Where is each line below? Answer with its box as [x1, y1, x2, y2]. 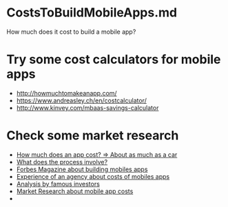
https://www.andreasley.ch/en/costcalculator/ [16, 96, 147, 105]
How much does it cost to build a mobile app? [6, 28, 136, 36]
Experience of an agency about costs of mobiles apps [16, 172, 170, 180]
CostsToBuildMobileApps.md [6, 5, 177, 21]
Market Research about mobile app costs [16, 187, 134, 195]
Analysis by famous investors [16, 179, 101, 188]
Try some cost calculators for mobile [6, 52, 221, 67]
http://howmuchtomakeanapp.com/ [16, 89, 118, 97]
